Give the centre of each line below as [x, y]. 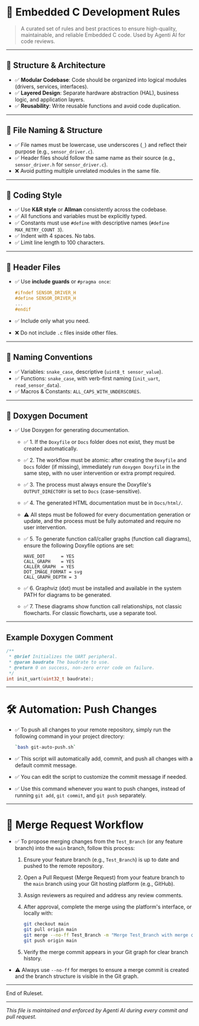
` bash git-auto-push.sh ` [45, 747]
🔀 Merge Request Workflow [75, 825]
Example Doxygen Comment [60, 637]
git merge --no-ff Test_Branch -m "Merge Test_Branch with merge [106, 935]
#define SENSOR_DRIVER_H [45, 299]
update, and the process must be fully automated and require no [102, 521]
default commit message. [46, 765]
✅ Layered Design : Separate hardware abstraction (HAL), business [97, 93]
